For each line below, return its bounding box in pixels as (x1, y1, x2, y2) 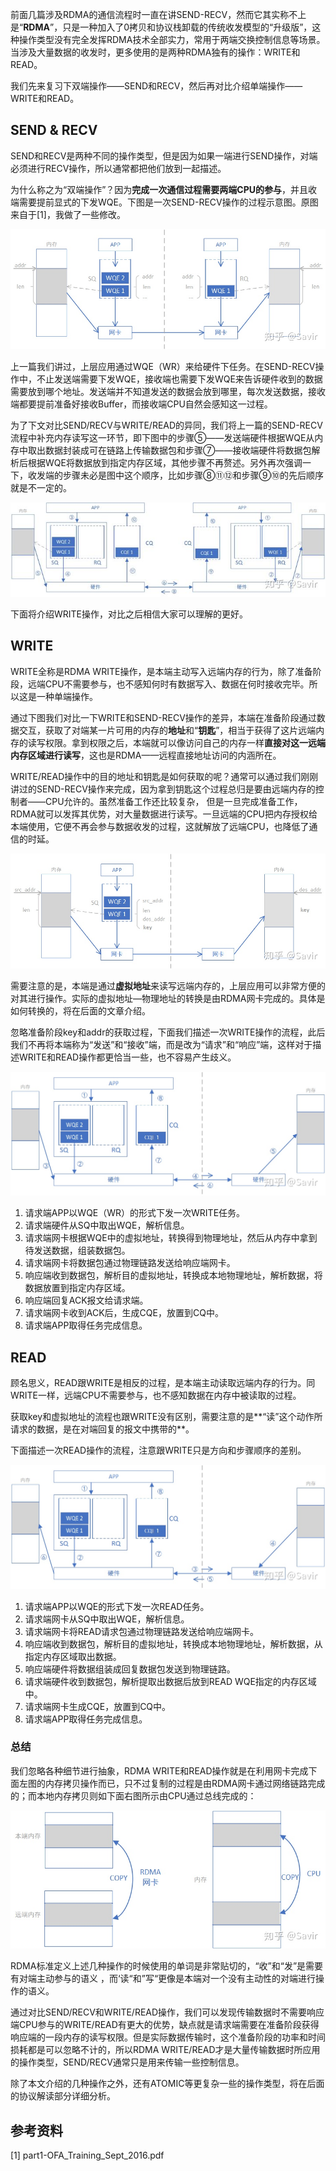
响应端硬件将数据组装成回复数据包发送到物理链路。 (24, 1663, 236, 1675)
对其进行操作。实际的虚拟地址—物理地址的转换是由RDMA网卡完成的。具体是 (10, 992, 326, 1004)
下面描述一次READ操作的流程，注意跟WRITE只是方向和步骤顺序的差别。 (10, 1444, 307, 1456)
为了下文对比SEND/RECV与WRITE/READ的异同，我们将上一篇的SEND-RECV (10, 419, 323, 431)
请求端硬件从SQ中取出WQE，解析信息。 (24, 1219, 190, 1232)
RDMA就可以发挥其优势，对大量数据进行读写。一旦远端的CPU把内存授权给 (10, 808, 318, 820)
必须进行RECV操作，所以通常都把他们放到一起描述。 (10, 162, 227, 174)
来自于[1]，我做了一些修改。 (10, 208, 126, 220)
